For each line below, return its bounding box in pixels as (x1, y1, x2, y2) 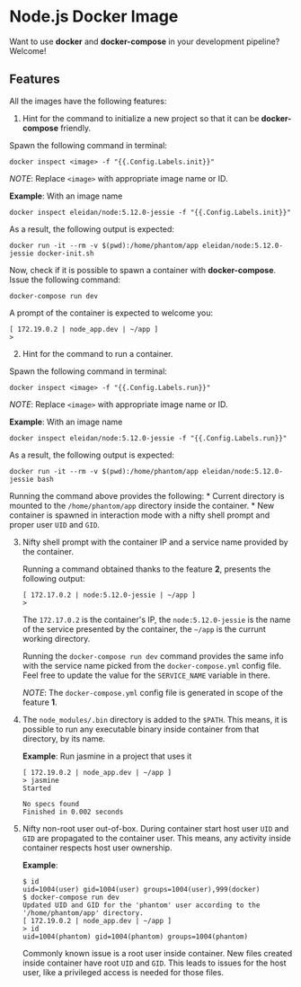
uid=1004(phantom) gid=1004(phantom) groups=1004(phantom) (22, 932, 249, 941)
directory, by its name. (22, 733, 106, 743)
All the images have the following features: (9, 95, 167, 106)
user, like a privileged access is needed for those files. (22, 966, 225, 977)
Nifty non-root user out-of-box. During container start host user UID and (22, 822, 289, 833)
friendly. (59, 122, 92, 133)
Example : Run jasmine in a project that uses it (22, 751, 192, 761)
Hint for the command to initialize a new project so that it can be (22, 112, 260, 123)
